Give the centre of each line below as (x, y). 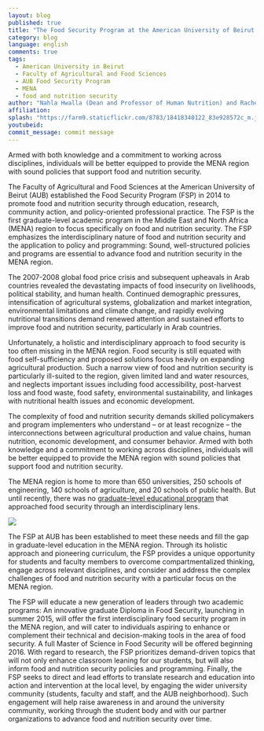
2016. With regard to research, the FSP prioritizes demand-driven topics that (132, 652)
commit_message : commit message (61, 132)
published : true (35, 23)
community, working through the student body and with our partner (117, 710)
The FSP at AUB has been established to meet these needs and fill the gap (128, 536)
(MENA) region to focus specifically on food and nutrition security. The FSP (130, 228)
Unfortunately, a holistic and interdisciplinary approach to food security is (127, 342)
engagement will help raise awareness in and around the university (117, 702)
